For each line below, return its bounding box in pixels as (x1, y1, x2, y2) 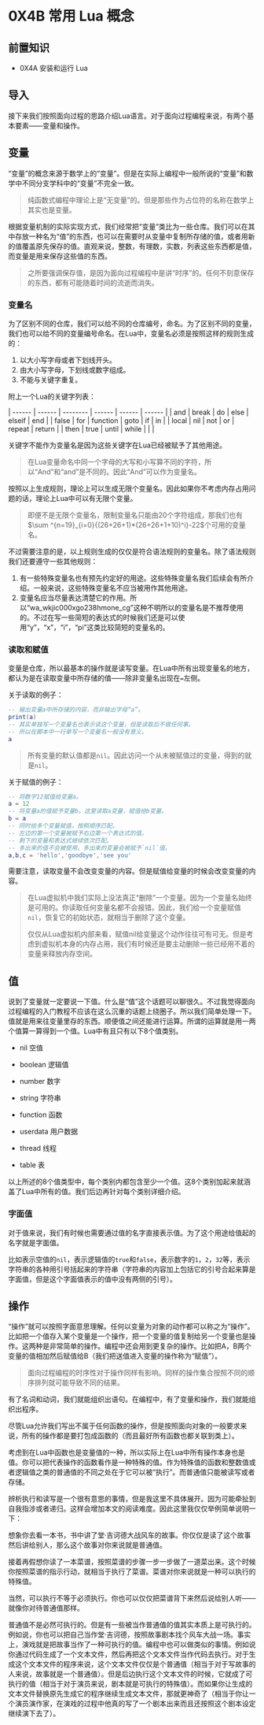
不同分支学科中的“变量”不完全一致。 (21, 178, 139, 187)
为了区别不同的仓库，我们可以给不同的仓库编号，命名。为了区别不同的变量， (8, 318, 256, 328)
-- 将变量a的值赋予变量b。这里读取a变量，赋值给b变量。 (8, 807, 167, 815)
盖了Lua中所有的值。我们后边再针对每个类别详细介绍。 (8, 1187, 186, 1196)
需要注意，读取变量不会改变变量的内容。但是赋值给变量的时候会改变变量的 (8, 866, 249, 876)
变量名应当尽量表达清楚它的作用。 (19, 592, 130, 603)
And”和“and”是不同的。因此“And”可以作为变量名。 (37, 466, 202, 477)
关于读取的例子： (8, 690, 64, 699)
